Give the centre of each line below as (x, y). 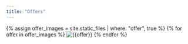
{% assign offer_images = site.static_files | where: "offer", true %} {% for (94, 28)
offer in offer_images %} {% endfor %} (67, 34)
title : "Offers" (26, 11)
